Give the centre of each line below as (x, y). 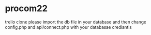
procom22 (26, 9)
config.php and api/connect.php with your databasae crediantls (68, 27)
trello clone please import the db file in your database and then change (76, 22)
